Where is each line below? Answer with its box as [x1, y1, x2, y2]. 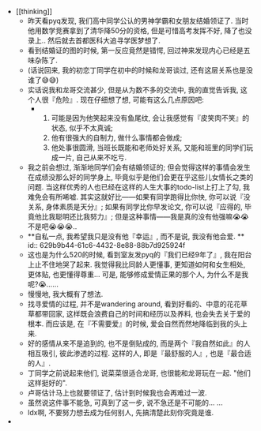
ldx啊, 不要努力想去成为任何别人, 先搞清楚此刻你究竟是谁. [27, 408, 214, 417]
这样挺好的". [27, 378, 67, 388]
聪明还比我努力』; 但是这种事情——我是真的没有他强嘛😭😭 [55, 212, 249, 221]
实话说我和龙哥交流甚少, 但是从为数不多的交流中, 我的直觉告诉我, [27, 85, 239, 94]
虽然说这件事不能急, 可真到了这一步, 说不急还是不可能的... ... [27, 398, 223, 407]
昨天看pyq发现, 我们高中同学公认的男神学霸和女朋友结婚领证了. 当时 [27, 16, 249, 25]
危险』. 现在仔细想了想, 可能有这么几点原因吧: [55, 95, 204, 104]
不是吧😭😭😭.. [27, 222, 78, 231]
